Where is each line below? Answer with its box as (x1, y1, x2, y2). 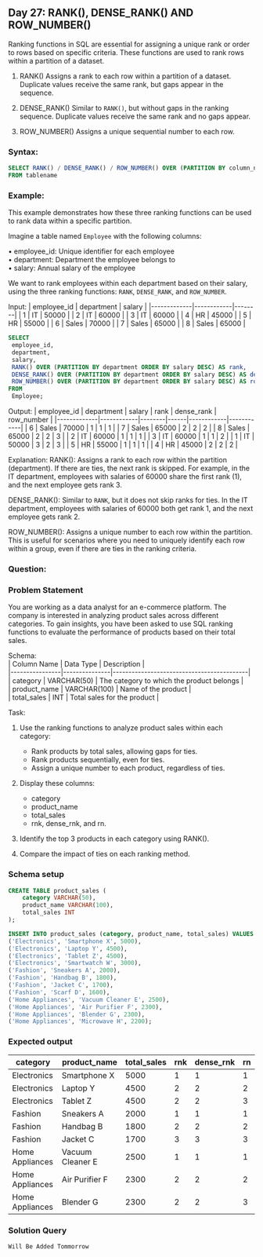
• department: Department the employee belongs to (8, 255, 176, 265)
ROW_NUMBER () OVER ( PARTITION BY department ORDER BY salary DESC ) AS (11, 378, 247, 386)
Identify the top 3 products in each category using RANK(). (19, 834, 210, 843)
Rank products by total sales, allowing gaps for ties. (31, 747, 198, 756)
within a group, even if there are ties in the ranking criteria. (8, 544, 197, 554)
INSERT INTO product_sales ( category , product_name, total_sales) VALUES (8, 930, 254, 937)
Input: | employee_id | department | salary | (8, 302, 147, 312)
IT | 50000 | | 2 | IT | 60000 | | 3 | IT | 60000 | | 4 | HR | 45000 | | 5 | (31, 310, 252, 320)
